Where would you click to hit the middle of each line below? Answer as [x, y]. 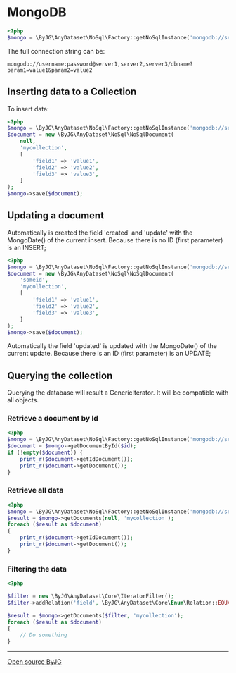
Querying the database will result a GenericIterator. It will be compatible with [118, 393]
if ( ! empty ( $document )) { [45, 453]
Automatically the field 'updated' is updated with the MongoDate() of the [112, 346]
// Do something [44, 635]
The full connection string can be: [56, 51]
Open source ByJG [34, 662]
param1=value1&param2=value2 [50, 70]
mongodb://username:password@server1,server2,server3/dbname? [100, 64]
